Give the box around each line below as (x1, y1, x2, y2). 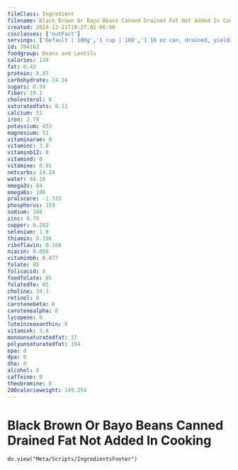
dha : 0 (7, 360, 27, 368)
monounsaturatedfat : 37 (7, 334, 78, 341)
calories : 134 (7, 57, 50, 64)
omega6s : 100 (7, 189, 46, 196)
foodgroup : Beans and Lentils (7, 50, 97, 58)
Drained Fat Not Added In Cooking (7, 432, 212, 448)
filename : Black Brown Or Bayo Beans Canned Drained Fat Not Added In (7, 17, 220, 24)
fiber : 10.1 (7, 89, 42, 97)
